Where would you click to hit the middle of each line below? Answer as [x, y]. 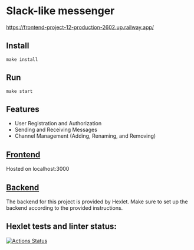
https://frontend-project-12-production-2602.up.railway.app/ [80, 27]
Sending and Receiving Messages [56, 130]
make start [19, 91]
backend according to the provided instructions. [65, 208]
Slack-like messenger [60, 11]
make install [22, 59]
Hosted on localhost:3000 [38, 169]
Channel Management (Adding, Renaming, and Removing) [85, 136]
